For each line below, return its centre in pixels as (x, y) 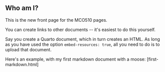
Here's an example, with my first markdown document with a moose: (76, 59)
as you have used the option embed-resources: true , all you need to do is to (82, 44)
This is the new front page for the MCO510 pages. (56, 20)
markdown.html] (22, 64)
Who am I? (22, 8)
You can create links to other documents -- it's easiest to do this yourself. (80, 30)
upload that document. (28, 49)
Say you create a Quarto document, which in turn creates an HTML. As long (83, 39)
